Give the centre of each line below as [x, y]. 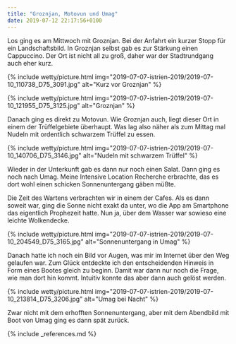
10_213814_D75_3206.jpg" [45, 299]
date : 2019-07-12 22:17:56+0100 [55, 20]
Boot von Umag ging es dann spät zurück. [68, 320]
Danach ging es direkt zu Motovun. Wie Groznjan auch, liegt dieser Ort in [113, 119]
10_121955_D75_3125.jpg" [44, 105]
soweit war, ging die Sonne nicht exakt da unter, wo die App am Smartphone [118, 205]
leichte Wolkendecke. [38, 220]
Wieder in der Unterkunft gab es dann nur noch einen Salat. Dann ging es [114, 169]
